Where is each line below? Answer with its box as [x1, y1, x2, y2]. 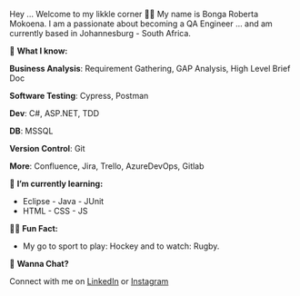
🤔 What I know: [9, 45, 68, 56]
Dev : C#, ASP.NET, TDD [9, 108, 100, 118]
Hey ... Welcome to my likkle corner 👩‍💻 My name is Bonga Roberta [9, 9, 259, 19]
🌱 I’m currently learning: [9, 178, 104, 189]
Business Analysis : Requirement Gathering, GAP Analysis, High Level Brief [9, 64, 291, 74]
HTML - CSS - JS [22, 205, 88, 216]
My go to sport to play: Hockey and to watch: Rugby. [22, 241, 220, 252]
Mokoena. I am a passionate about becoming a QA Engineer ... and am [9, 18, 273, 29]
